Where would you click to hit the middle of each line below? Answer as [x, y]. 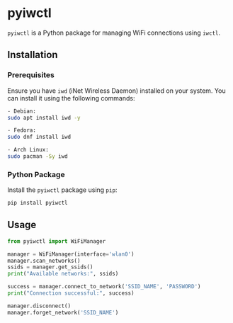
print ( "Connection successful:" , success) [71, 293]
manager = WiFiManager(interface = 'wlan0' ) [71, 254]
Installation [33, 55]
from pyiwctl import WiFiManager [57, 241]
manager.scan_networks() [44, 261]
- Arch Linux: [28, 150]
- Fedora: [22, 130]
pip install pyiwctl [38, 203]
